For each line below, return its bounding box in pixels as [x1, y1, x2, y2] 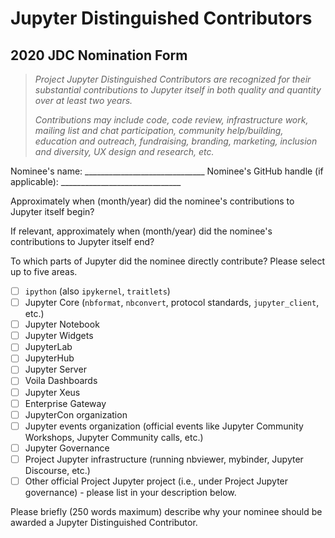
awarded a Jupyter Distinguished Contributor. [10, 516, 198, 528]
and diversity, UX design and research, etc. [34, 146, 215, 157]
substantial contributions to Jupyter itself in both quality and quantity [34, 84, 322, 96]
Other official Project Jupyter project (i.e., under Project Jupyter [24, 475, 289, 487]
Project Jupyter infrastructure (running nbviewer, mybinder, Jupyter [24, 453, 304, 465]
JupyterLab [24, 341, 73, 353]
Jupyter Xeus [24, 386, 81, 398]
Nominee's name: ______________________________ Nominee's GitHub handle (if [10, 165, 324, 177]
